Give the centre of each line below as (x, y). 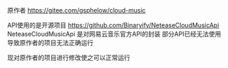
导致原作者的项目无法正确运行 (50, 43)
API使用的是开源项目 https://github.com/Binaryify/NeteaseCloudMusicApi (113, 25)
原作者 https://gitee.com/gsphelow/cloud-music (76, 10)
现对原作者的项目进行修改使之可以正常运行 (69, 57)
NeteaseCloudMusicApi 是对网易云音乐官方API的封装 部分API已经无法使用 (114, 34)
